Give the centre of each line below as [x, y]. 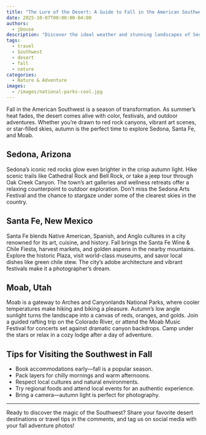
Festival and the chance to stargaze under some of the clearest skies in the [101, 195]
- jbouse [23, 29]
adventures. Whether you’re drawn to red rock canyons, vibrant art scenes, [101, 122]
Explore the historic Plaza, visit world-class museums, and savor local [94, 255]
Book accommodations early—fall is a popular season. [84, 369]
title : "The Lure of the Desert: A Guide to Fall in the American [93, 12]
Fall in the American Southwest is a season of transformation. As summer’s [101, 109]
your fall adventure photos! [40, 426]
